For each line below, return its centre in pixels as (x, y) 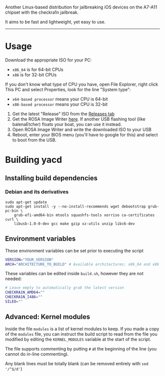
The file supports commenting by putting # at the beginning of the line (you (81, 348)
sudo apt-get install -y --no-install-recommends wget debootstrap (76, 206)
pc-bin (12, 211)
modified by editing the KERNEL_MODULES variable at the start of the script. (78, 339)
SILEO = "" (14, 302)
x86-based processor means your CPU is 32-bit (60, 104)
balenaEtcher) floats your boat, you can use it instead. (67, 124)
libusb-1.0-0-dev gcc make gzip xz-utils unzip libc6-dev (74, 223)
